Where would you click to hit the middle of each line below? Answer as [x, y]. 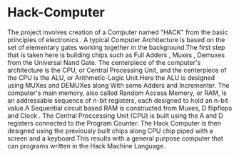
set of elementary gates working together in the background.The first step [116, 47]
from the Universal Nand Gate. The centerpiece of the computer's [104, 62]
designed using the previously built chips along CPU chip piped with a [110, 131]
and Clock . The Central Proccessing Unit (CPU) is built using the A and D [115, 116]
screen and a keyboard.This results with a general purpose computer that [115, 138]
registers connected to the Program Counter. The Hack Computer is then [115, 123]
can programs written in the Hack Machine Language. [86, 146]
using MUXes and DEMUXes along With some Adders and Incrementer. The [118, 85]
